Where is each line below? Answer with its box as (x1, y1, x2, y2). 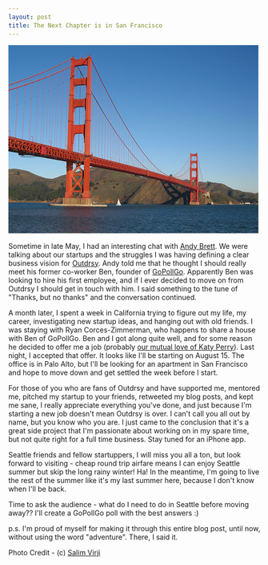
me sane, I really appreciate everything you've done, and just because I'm (8, 400, 252, 409)
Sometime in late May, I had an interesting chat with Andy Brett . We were (8, 241, 249, 250)
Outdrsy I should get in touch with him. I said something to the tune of (8, 283, 238, 293)
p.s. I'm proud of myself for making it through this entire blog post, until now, (8, 523, 261, 533)
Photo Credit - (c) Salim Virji (8, 547, 101, 557)
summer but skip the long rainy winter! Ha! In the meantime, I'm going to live (8, 466, 260, 477)
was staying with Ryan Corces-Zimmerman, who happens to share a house (8, 325, 256, 335)
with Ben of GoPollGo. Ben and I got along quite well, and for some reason (8, 333, 253, 343)
